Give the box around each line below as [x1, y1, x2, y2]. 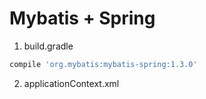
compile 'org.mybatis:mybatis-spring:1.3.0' [9, 59, 198, 69]
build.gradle [23, 40, 74, 52]
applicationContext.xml [23, 77, 120, 89]
